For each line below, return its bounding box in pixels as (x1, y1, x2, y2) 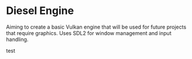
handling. (6, 36, 29, 43)
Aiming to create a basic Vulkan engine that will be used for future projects (6, 23, 187, 30)
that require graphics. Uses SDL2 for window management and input (6, 29, 172, 36)
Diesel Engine (6, 4, 74, 18)
